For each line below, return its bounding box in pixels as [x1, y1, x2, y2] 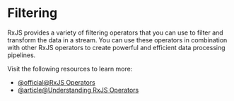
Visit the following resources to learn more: [7, 64, 133, 73]
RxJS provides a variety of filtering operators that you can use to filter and [7, 28, 224, 37]
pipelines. [7, 51, 36, 59]
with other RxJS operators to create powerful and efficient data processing [7, 43, 226, 52]
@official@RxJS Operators [17, 78, 95, 86]
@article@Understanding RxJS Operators [17, 85, 139, 94]
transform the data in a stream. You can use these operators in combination [7, 35, 228, 44]
